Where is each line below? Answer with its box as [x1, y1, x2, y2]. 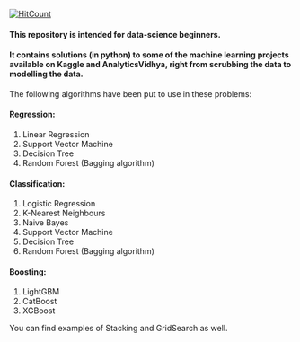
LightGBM [22, 286, 60, 297]
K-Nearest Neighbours [22, 207, 106, 219]
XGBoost [22, 305, 56, 316]
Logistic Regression [22, 198, 96, 209]
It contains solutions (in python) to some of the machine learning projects [9, 49, 289, 60]
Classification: [9, 178, 66, 189]
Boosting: [9, 266, 47, 277]
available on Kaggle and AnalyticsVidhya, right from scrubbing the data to [9, 59, 292, 70]
